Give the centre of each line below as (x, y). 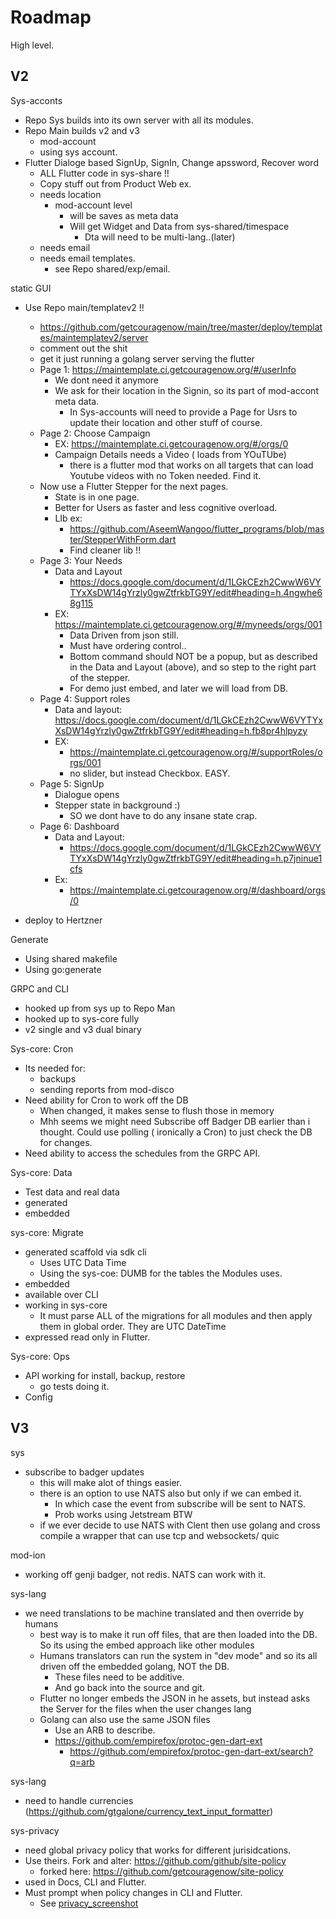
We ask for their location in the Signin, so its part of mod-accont (186, 390)
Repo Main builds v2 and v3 (82, 130)
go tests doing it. (74, 1386)
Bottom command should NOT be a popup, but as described (193, 656)
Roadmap (51, 17)
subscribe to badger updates (84, 1472)
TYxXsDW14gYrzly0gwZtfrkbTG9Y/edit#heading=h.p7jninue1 (196, 858)
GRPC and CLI (40, 988)
